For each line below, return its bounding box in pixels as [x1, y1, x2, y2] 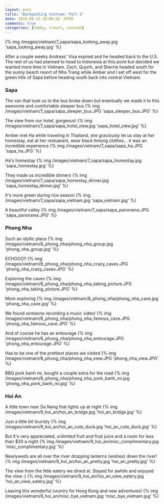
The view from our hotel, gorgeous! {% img [5, 118, 92, 124]
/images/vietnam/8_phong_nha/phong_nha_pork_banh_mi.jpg [5, 375, 130, 381]
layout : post [5, 7, 32, 12]
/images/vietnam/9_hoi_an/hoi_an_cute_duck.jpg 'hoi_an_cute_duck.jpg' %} [5, 424, 158, 430]
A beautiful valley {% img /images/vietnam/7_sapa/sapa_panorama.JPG [5, 207, 149, 213]
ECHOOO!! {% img [5, 256, 43, 262]
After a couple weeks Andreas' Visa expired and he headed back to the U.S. [5, 53, 158, 59]
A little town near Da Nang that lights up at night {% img [5, 404, 117, 410]
